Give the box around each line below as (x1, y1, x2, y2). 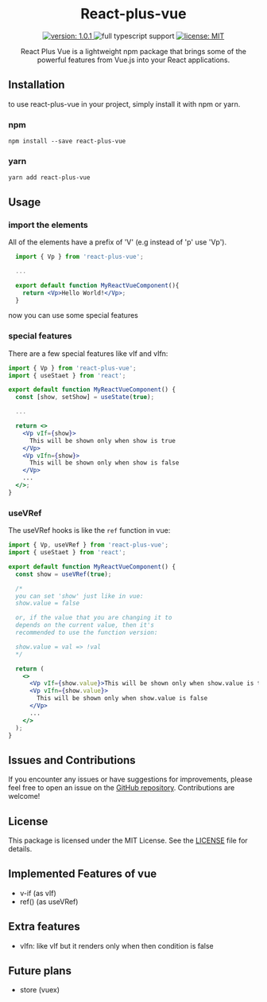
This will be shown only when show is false (29, 459, 180, 467)
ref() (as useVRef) (19, 897, 79, 906)
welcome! (8, 792, 41, 801)
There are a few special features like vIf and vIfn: (8, 348, 168, 358)
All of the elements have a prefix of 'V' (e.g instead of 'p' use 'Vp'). (8, 237, 227, 247)
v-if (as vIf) (19, 888, 57, 898)
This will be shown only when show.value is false (37, 695, 208, 703)
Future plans (8, 965, 72, 978)
